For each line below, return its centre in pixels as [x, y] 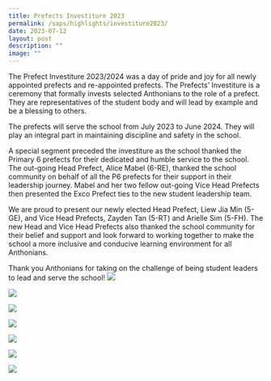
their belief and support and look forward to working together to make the [131, 235]
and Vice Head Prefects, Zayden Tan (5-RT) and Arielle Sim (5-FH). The [144, 218]
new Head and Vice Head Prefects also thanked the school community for [132, 226]
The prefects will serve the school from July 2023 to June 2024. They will [131, 127]
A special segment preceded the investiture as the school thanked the [125, 151]
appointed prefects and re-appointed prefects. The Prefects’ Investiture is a [134, 85]
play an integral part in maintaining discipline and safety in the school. [125, 135]
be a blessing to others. [48, 111]
